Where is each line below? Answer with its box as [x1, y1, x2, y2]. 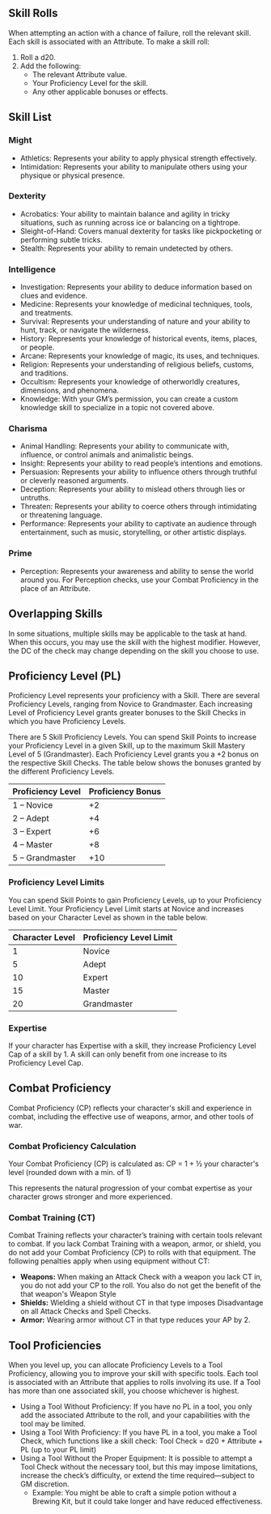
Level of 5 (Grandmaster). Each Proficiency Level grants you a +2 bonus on [8, 749, 259, 759]
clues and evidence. [19, 291, 87, 301]
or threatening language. [19, 510, 103, 520]
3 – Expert [12, 826, 51, 838]
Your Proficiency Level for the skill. [32, 78, 148, 88]
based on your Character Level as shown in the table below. [8, 912, 208, 922]
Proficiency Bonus [88, 786, 162, 797]
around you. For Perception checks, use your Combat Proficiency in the [19, 575, 259, 585]
